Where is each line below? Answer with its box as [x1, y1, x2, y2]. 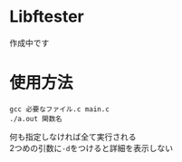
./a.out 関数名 [9, 114, 62, 123]
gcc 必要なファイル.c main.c [9, 104, 110, 114]
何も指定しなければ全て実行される [9, 131, 137, 142]
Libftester [9, 6, 84, 27]
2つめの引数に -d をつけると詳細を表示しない [9, 142, 174, 153]
